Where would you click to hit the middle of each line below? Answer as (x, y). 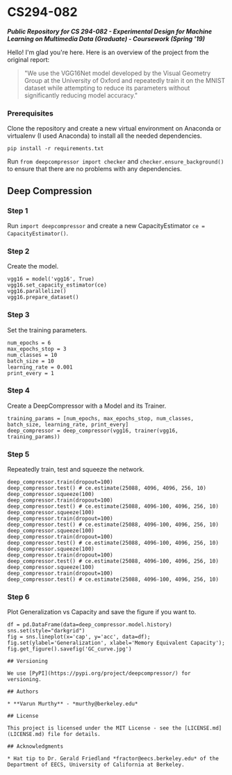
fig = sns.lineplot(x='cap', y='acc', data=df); (79, 637)
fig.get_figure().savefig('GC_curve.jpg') (69, 649)
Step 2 (18, 251)
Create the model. (33, 266)
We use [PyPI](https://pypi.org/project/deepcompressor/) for (99, 673)
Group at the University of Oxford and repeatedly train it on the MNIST (125, 80)
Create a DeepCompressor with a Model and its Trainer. (87, 406)
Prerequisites (30, 113)
